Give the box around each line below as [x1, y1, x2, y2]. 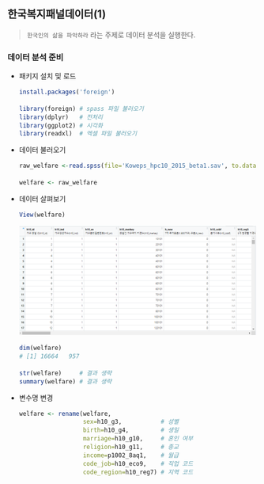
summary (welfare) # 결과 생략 [18, 377, 112, 386]
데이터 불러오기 [18, 145, 66, 154]
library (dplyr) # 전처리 [18, 113, 104, 121]
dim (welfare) [18, 344, 62, 353]
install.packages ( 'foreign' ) [18, 88, 115, 97]
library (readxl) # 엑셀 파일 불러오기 [18, 130, 138, 138]
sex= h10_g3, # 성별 [82, 418, 179, 426]
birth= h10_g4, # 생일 [82, 426, 179, 434]
